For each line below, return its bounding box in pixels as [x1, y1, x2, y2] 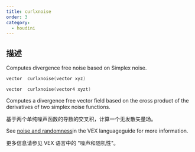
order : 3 [6, 14, 28, 20]
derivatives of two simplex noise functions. [6, 103, 110, 110]
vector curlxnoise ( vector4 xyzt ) [6, 86, 92, 92]
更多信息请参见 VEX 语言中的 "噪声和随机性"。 [6, 139, 119, 146]
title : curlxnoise [6, 8, 51, 15]
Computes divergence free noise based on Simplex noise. [6, 64, 147, 71]
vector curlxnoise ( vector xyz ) [6, 76, 86, 82]
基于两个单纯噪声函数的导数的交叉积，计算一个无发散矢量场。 [6, 115, 157, 123]
